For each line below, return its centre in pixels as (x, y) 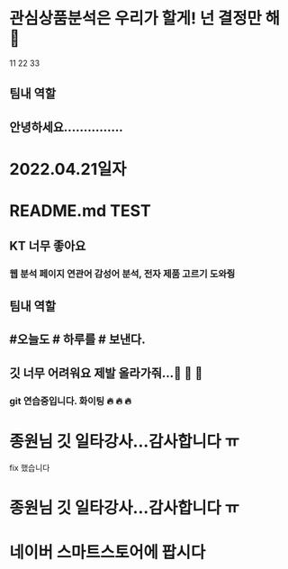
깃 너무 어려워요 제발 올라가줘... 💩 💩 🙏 (106, 373)
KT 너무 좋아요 (48, 246)
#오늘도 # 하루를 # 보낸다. (77, 340)
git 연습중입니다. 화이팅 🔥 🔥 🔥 (71, 401)
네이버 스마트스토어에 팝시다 (108, 552)
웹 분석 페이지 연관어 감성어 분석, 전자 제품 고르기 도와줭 (122, 274)
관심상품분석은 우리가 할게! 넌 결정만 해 (145, 18)
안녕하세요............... (66, 127)
